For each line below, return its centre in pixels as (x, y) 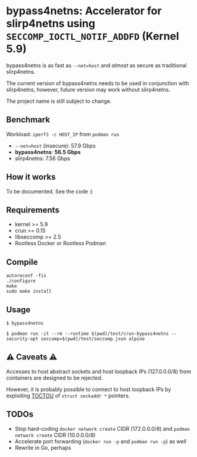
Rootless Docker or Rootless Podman (60, 243)
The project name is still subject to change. (59, 101)
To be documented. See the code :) (50, 191)
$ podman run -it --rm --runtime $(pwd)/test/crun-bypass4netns (87, 334)
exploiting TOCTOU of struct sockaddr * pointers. (68, 395)
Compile (22, 262)
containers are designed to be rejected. (54, 378)
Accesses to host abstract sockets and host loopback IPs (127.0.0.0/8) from (99, 371)
